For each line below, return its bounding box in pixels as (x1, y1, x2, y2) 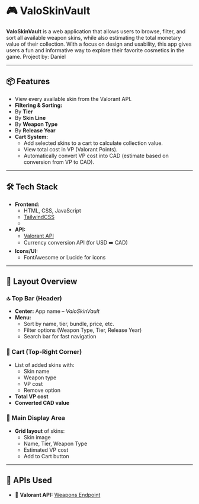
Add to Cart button (23, 452, 69, 459)
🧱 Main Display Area (6, 414, 65, 422)
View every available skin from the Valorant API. (14, 95, 132, 102)
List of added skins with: (14, 361, 75, 368)
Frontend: (14, 201, 40, 208)
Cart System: (14, 133, 49, 140)
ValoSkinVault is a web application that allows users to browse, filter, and (6, 27, 186, 35)
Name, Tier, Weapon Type (23, 440, 88, 447)
